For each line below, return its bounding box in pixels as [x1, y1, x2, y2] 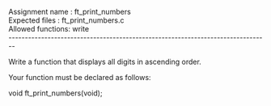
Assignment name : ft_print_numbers [8, 7, 131, 16]
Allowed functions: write [8, 24, 90, 33]
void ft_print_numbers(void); [8, 88, 103, 98]
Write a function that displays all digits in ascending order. [8, 57, 202, 66]
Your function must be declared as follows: [8, 73, 151, 82]
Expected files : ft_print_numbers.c [8, 15, 125, 25]
